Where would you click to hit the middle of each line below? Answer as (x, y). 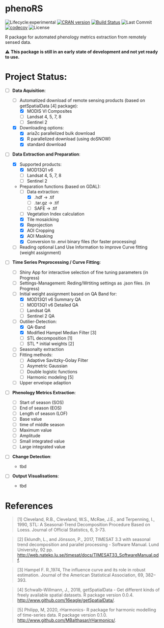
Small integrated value (42, 441)
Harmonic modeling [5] (50, 377)
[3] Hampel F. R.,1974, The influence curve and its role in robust (81, 570)
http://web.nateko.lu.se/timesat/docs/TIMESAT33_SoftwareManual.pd (88, 555)
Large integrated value (42, 447)
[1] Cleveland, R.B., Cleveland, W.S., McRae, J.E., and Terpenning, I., (86, 519)
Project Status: (36, 77)
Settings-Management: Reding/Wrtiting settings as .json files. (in (85, 283)
